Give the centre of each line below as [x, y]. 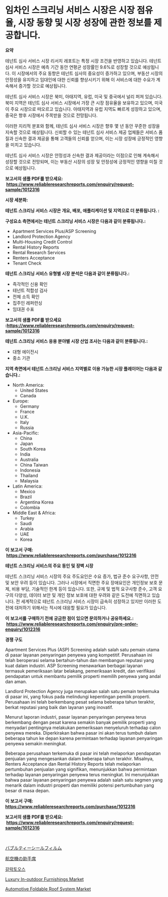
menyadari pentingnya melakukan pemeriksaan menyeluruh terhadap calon [83, 728]
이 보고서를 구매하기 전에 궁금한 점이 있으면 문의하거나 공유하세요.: [69, 618]
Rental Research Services [39, 252]
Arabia [27, 529]
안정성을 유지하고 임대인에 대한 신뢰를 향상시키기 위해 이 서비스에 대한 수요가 [80, 79]
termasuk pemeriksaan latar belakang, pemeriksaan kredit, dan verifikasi [80, 671]
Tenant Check [27, 263]
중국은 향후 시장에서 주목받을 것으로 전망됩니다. [51, 115]
